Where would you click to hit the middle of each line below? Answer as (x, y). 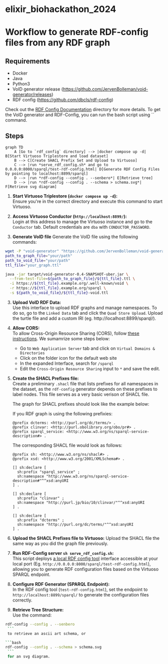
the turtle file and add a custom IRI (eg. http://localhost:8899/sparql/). (84, 318)
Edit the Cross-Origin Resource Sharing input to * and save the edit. (90, 368)
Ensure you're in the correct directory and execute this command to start (87, 201)
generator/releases (32, 95)
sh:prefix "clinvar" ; (41, 498)
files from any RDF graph (58, 43)
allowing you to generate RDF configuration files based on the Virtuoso (85, 569)
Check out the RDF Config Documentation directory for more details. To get (83, 110)
